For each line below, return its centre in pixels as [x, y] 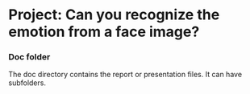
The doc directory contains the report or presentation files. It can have [125, 75]
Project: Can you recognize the [114, 15]
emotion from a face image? [104, 32]
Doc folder [29, 57]
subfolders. [27, 83]
